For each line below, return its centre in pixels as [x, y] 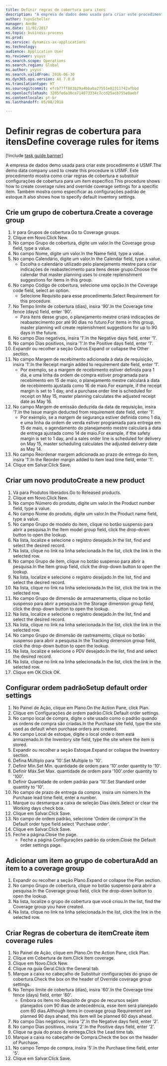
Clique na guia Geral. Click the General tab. [56, 969]
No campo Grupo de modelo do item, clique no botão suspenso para [83, 524]
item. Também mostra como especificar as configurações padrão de [76, 192]
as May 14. [31, 449]
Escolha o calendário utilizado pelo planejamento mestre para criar [88, 264]
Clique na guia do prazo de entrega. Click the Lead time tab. [73, 1032]
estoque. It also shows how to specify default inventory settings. [71, 197]
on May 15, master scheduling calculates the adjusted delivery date [89, 444]
